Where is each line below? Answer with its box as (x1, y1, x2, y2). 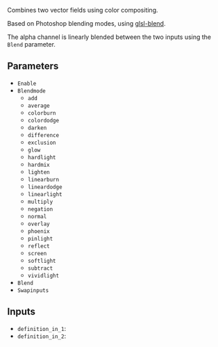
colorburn (27, 109, 57, 117)
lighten (27, 168, 50, 176)
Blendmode (17, 87, 47, 95)
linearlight (27, 191, 62, 197)
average (27, 102, 50, 109)
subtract (27, 264, 53, 272)
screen (27, 250, 47, 257)
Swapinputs (17, 287, 49, 294)
